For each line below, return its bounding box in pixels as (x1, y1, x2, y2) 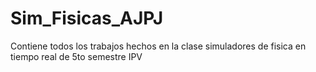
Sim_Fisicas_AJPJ (10, 7, 164, 30)
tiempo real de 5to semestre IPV (10, 50, 143, 62)
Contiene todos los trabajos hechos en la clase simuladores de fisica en (10, 40, 307, 52)
